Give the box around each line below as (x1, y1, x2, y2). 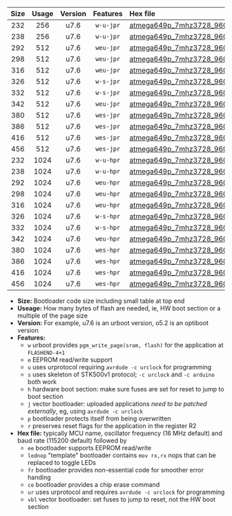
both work (27, 378, 57, 386)
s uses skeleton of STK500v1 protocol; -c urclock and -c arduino (27, 370, 215, 378)
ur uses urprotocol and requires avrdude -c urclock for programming (27, 488, 225, 496)
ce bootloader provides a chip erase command (27, 481, 160, 488)
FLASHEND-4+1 (27, 349, 66, 356)
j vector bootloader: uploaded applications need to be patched (27, 400, 207, 407)
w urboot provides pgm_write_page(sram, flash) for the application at (27, 341, 224, 349)
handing (27, 473, 51, 481)
